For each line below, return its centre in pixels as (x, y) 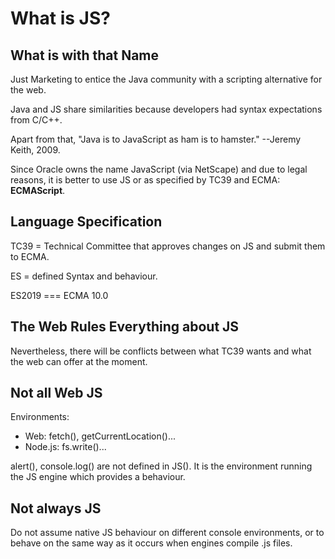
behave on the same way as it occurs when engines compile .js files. (151, 543)
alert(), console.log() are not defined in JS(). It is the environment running (161, 466)
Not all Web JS (56, 393)
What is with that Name (85, 55)
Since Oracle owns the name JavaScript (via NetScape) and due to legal (159, 169)
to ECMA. (30, 256)
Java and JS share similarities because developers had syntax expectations (166, 109)
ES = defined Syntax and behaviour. (84, 276)
